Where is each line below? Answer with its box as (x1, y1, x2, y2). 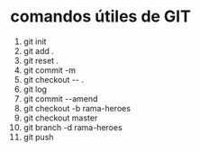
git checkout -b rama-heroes (23, 102, 132, 113)
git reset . (23, 55, 59, 66)
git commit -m (23, 65, 76, 75)
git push (23, 131, 54, 142)
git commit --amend (23, 93, 98, 104)
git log (23, 84, 48, 94)
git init (23, 36, 47, 47)
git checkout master (23, 112, 98, 123)
